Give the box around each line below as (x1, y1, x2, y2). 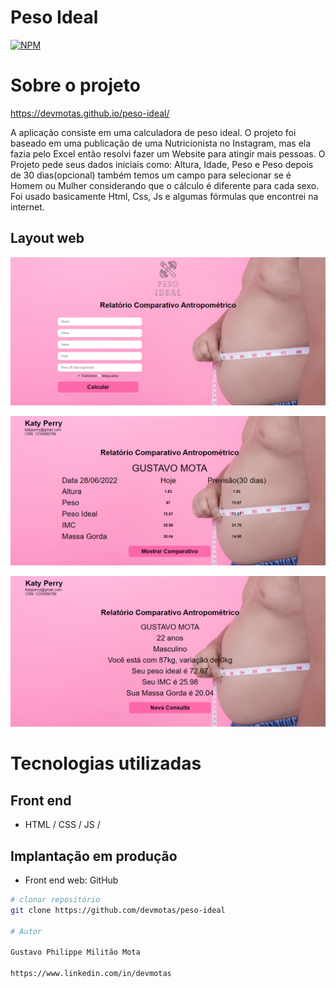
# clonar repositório (10, 895, 101, 905)
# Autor (10, 926, 43, 936)
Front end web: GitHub (24, 874, 119, 886)
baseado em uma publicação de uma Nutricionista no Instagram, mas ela (10, 137, 312, 149)
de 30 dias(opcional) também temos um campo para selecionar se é (10, 169, 292, 181)
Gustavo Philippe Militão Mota (10, 947, 141, 958)
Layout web (10, 230, 85, 247)
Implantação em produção (10, 847, 178, 865)
